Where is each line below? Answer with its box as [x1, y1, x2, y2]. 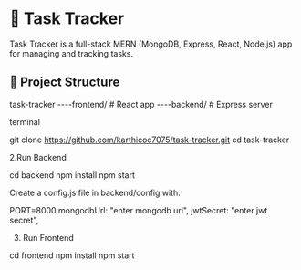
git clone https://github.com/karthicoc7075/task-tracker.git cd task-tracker [9, 134, 290, 145]
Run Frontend [22, 232, 75, 243]
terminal [9, 116, 41, 127]
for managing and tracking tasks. [9, 47, 134, 58]
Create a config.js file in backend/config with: [9, 187, 181, 198]
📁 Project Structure [9, 75, 120, 90]
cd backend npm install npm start [9, 169, 135, 181]
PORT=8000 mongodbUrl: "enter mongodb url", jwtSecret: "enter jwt [9, 204, 268, 215]
